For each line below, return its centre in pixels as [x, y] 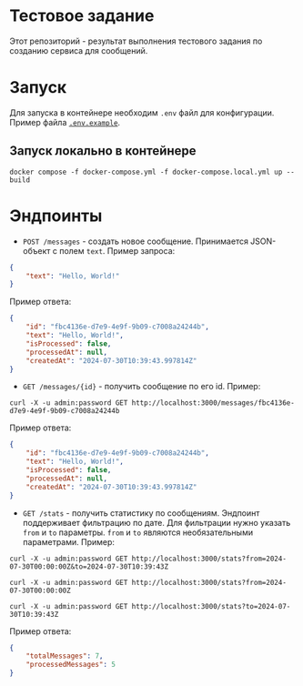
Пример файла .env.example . [65, 122]
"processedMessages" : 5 [71, 665]
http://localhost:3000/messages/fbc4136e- [213, 403]
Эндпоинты [56, 216]
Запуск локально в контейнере [103, 151]
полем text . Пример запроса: [117, 250]
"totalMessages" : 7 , [65, 656]
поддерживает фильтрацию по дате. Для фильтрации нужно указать [157, 522]
